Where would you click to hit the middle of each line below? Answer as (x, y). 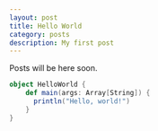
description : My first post (62, 43)
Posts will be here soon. (53, 68)
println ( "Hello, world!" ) (81, 101)
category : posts (39, 34)
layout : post (34, 17)
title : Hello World (46, 26)
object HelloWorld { (48, 85)
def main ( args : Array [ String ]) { (88, 93)
